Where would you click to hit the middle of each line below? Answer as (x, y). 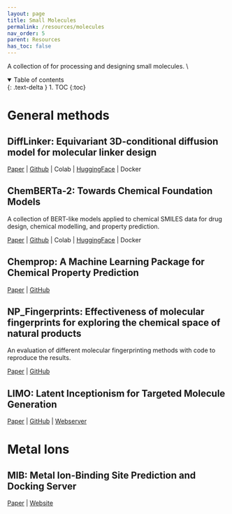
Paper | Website (30, 503)
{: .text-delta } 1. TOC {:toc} (46, 87)
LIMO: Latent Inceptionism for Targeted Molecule (116, 393)
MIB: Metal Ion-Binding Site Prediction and (102, 475)
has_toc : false (29, 46)
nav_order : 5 (26, 33)
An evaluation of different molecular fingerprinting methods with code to (111, 350)
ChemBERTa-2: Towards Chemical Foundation (110, 191)
